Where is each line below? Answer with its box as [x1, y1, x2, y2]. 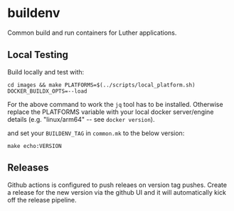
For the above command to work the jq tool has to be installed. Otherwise [7, 100, 223, 108]
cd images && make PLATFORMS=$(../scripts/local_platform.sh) [7, 81, 196, 89]
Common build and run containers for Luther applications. [7, 28, 177, 37]
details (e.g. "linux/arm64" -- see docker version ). [7, 115, 155, 123]
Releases [7, 161, 49, 174]
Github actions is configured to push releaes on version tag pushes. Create [7, 181, 228, 189]
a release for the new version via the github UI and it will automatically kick [7, 188, 226, 196]
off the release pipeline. [7, 195, 77, 204]
